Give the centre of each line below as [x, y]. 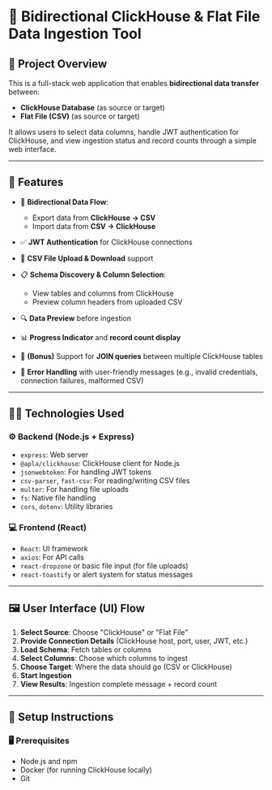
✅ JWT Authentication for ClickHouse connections [106, 242]
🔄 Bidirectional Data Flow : [64, 201]
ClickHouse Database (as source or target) [93, 108]
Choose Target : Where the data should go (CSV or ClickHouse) [126, 667]
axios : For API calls [52, 557]
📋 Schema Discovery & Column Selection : [93, 274]
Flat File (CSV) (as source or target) [80, 116]
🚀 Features [36, 182]
